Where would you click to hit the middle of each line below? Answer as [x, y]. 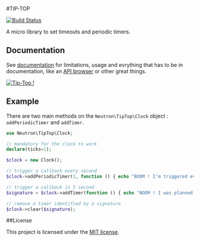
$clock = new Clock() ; [34, 160]
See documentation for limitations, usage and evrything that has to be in [95, 64]
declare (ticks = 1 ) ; [29, 149]
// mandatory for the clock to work [51, 144]
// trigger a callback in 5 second [50, 187]
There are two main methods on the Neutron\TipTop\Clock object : [87, 116]
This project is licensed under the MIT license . [63, 232]
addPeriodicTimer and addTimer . [45, 122]
